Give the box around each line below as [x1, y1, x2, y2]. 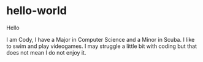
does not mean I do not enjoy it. [6, 48, 86, 56]
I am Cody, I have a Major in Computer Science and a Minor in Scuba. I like [6, 36, 195, 43]
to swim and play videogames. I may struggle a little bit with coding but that [6, 42, 197, 50]
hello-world [6, 4, 67, 18]
